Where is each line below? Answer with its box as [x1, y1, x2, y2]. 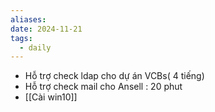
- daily [19, 42, 52, 53]
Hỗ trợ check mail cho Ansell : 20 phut [24, 81, 183, 93]
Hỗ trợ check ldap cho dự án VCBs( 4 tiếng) [24, 70, 205, 82]
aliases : [10, 14, 47, 25]
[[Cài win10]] [24, 91, 78, 103]
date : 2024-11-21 [10, 24, 83, 34]
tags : [10, 33, 33, 43]
